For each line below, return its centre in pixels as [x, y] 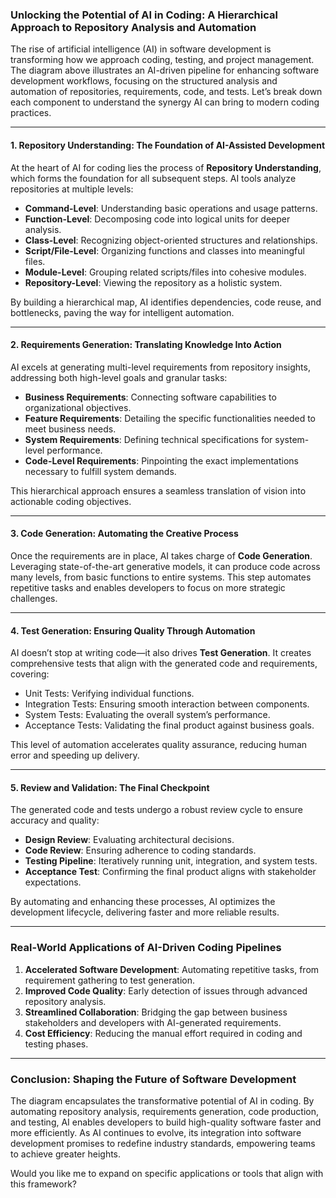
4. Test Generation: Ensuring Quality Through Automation [133, 630]
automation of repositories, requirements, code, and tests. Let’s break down [166, 92]
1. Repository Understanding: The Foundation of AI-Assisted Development [168, 145]
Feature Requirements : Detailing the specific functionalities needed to [170, 418]
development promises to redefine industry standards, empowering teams [163, 1143]
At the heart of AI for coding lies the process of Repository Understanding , [166, 167]
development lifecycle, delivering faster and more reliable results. [145, 912]
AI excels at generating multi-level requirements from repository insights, [160, 367]
